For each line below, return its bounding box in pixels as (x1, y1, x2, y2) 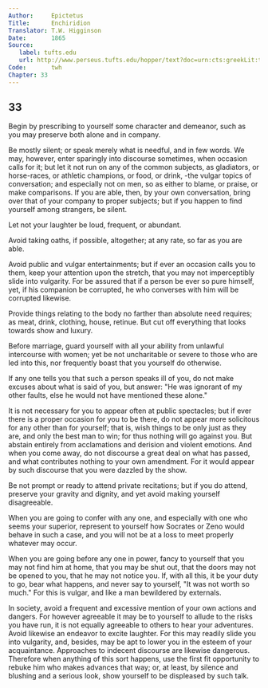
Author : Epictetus (8, 11, 84, 20)
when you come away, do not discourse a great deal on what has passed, (8, 448, 250, 458)
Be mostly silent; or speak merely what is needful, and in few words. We (8, 145, 245, 155)
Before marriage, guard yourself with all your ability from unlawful (8, 341, 225, 351)
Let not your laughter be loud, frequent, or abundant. (8, 220, 182, 230)
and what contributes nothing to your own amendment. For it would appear (8, 457, 255, 466)
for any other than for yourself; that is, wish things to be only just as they (8, 423, 247, 433)
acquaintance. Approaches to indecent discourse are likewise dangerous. (8, 646, 250, 655)
